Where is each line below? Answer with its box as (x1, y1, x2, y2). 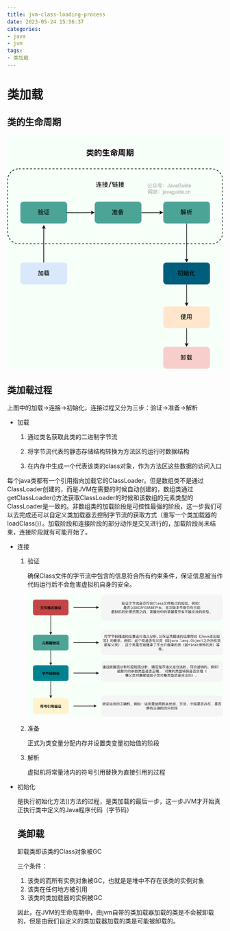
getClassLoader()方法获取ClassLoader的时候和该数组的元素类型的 (7, 494, 194, 502)
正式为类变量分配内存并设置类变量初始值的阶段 (27, 739, 159, 747)
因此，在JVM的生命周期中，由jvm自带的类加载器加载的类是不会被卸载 (16, 908, 214, 917)
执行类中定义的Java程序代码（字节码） (23, 806, 133, 814)
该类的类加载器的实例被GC (27, 894, 103, 902)
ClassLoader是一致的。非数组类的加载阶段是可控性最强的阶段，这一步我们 (7, 502, 217, 510)
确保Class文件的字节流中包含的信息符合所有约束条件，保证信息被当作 (27, 571, 223, 580)
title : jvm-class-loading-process (7, 11, 106, 18)
